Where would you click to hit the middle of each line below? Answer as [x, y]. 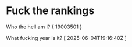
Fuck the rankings [50, 11]
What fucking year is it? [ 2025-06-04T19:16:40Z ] [66, 38]
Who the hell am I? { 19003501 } [44, 27]
